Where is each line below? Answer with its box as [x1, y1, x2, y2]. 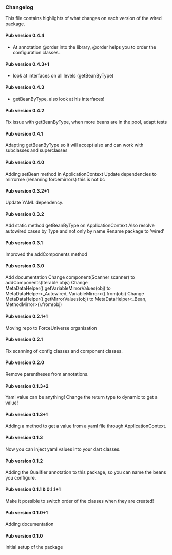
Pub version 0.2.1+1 [5, 313, 48, 319]
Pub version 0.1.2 [5, 458, 43, 464]
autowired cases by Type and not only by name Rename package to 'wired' [5, 227, 165, 234]
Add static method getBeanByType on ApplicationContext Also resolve [5, 222, 155, 228]
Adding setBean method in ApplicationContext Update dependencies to [5, 170, 157, 177]
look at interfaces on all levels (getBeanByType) [12, 72, 114, 79]
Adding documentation [5, 521, 54, 527]
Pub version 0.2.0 [5, 359, 45, 366]
